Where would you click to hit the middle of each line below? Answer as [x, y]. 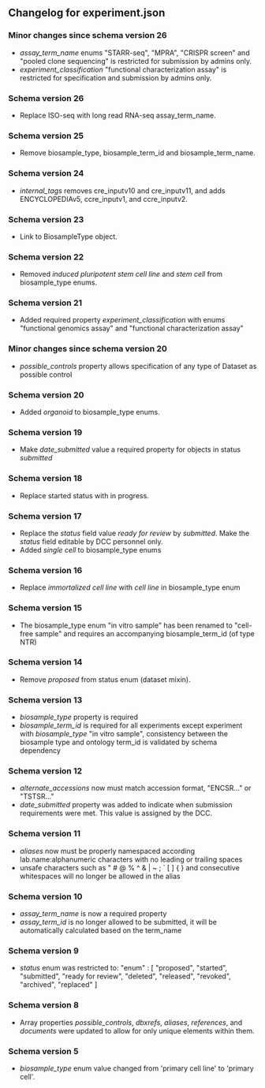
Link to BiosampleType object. [69, 237]
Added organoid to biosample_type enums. [90, 412]
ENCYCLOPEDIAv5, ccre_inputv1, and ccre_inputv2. [103, 199]
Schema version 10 [45, 896]
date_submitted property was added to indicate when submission [126, 805]
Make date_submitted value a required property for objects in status [130, 449]
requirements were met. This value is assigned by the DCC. [116, 813]
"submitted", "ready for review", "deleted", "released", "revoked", [125, 976]
